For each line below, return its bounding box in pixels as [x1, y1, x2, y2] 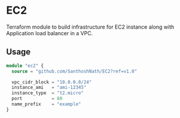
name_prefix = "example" [11, 101, 82, 107]
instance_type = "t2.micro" [11, 90, 84, 96]
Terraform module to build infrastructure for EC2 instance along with [6, 23, 175, 30]
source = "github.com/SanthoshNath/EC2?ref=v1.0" [11, 68, 137, 74]
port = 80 [11, 96, 63, 102]
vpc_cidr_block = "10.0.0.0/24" [11, 79, 92, 85]
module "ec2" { [6, 63, 44, 69]
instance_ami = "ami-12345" [11, 85, 86, 91]
